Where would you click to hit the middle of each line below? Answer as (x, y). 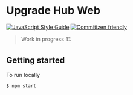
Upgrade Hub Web (54, 11)
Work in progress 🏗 (46, 39)
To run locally (23, 75)
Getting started (36, 60)
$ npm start (21, 86)
